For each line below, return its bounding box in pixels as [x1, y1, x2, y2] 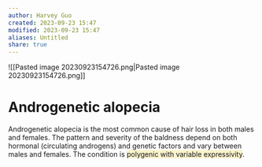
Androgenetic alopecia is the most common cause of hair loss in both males [8, 124, 254, 134]
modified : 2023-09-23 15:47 [8, 26, 101, 34]
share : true [8, 41, 47, 49]
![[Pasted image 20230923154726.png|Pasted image [8, 62, 180, 72]
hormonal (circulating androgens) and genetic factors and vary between [8, 141, 242, 150]
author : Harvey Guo [8, 11, 72, 20]
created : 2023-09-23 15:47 [8, 19, 97, 27]
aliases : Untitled [8, 33, 68, 42]
